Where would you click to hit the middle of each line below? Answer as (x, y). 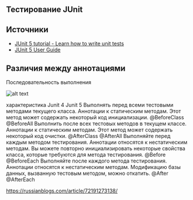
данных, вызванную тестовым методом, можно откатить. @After (87, 173)
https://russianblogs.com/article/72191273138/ (62, 191)
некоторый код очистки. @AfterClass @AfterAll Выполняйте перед (88, 136)
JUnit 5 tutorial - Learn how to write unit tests (69, 44)
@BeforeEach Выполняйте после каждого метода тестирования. (87, 161)
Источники (27, 30)
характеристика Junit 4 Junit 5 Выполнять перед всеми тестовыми (90, 105)
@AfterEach (20, 180)
